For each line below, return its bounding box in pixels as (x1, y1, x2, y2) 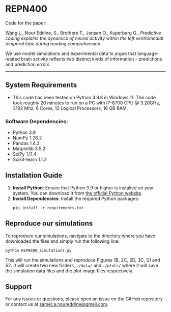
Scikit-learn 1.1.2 (12, 156, 47, 163)
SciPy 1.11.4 (12, 151, 37, 157)
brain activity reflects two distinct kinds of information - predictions (21, 55, 162, 62)
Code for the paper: (5, 20, 47, 26)
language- (137, 50, 159, 56)
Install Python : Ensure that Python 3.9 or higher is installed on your (12, 184, 154, 191)
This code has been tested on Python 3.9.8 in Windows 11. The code (12, 94, 156, 100)
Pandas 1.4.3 (12, 140, 40, 147)
